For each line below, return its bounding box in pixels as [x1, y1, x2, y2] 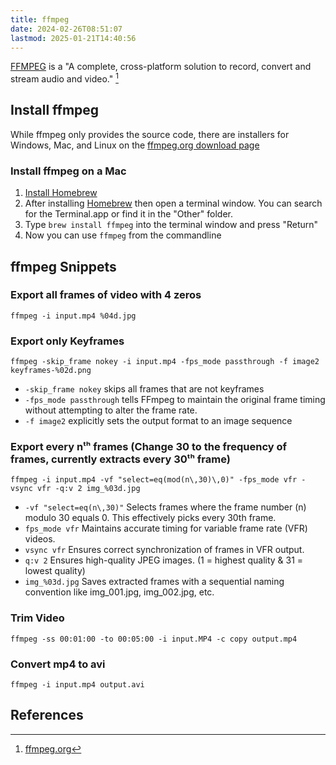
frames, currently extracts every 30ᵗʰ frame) [10, 452, 231, 466]
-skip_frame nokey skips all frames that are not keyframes [24, 383, 265, 395]
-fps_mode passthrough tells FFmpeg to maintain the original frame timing [24, 394, 326, 406]
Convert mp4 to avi [10, 657, 106, 671]
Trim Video [10, 611, 65, 625]
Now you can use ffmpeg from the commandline [24, 229, 222, 241]
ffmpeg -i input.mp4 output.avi [10, 680, 145, 690]
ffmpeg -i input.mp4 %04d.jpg [10, 311, 137, 321]
